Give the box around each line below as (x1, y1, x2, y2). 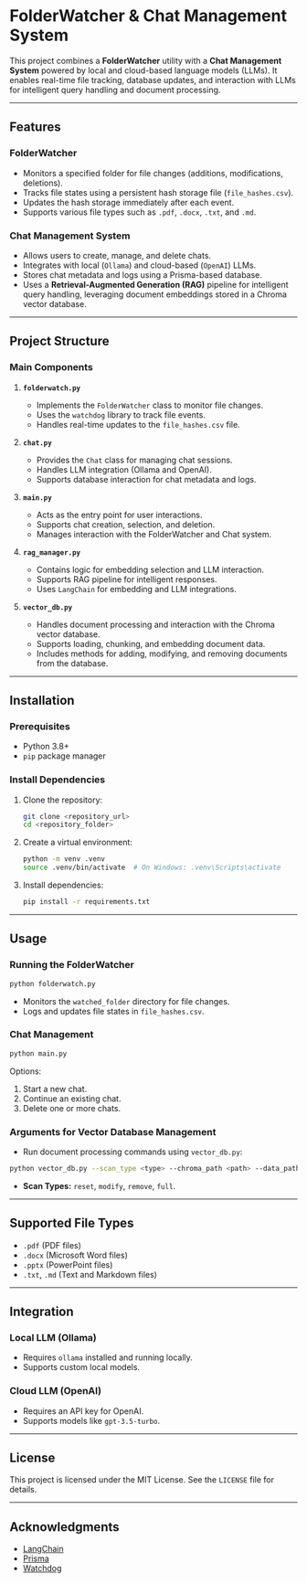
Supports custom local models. (22, 1362, 140, 1373)
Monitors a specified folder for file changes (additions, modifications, (22, 167, 283, 178)
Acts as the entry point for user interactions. (36, 509, 203, 520)
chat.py (22, 438, 52, 448)
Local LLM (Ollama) (9, 1332, 98, 1344)
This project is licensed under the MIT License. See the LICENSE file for (9, 1474, 274, 1485)
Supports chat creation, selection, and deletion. (36, 518, 216, 530)
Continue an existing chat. (22, 1093, 122, 1104)
